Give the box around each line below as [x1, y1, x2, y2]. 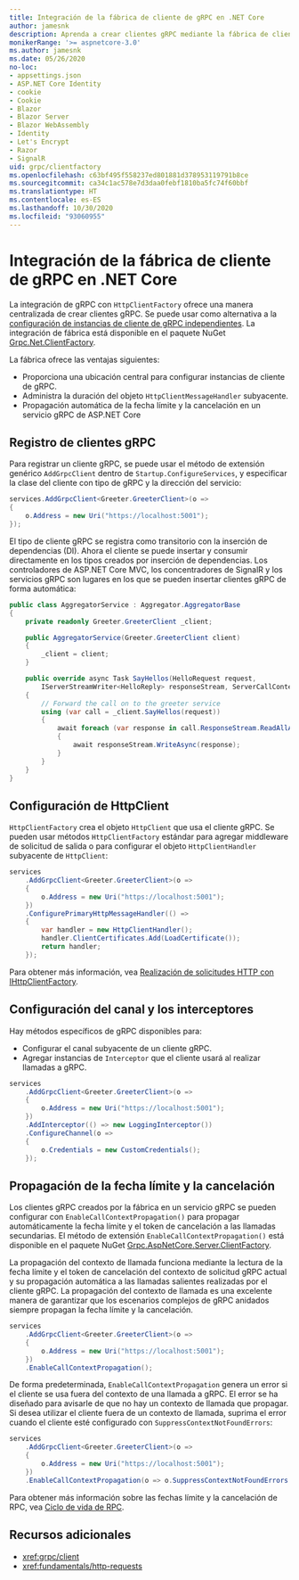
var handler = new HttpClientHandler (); [41, 926, 193, 934]
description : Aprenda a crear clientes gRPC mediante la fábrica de [9, 29, 269, 38]
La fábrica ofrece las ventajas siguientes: [9, 354, 160, 365]
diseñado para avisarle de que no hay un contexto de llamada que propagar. [9, 1398, 289, 1409]
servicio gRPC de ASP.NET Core [21, 409, 141, 420]
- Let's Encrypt [9, 137, 69, 146]
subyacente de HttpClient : [9, 851, 109, 861]
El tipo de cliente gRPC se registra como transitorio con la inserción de [9, 536, 268, 547]
